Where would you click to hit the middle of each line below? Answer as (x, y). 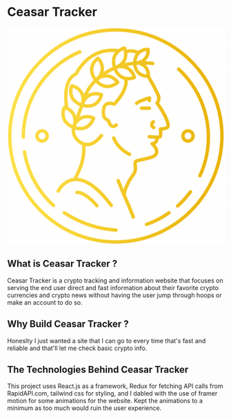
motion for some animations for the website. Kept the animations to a (105, 401)
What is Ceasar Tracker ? (62, 264)
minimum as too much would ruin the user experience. (84, 408)
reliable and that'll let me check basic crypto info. (77, 348)
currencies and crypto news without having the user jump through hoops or (114, 295)
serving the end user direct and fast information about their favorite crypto (113, 287)
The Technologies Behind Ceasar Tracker (98, 369)
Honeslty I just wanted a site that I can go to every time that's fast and (107, 340)
